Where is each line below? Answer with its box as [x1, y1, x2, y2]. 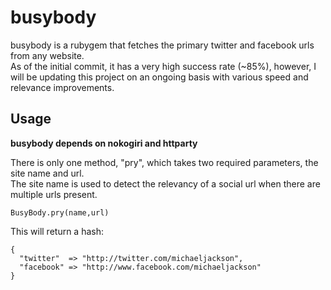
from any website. [10, 49, 85, 61]
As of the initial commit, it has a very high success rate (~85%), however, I [10, 60, 317, 72]
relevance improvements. [10, 81, 115, 93]
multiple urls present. [10, 188, 98, 200]
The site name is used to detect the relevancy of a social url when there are [10, 177, 321, 190]
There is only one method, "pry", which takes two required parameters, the [10, 156, 319, 168]
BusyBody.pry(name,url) [10, 207, 110, 218]
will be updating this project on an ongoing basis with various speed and [10, 71, 309, 83]
